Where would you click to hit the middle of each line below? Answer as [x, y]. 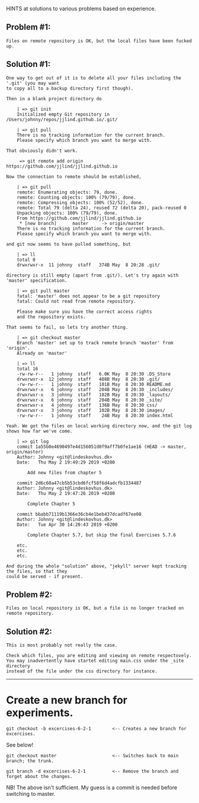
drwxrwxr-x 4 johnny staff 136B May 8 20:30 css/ [87, 405]
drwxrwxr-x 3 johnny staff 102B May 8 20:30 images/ [91, 410]
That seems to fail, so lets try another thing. [67, 327]
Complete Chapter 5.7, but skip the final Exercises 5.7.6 [102, 535]
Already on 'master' [42, 353]
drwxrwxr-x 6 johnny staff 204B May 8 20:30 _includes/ [95, 389]
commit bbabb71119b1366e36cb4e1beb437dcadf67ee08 [79, 514]
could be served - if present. [45, 576]
